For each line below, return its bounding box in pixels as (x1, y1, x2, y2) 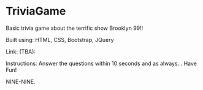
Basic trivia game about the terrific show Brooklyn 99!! (6, 24, 144, 32)
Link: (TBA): (6, 47, 36, 55)
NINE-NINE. (6, 78, 36, 85)
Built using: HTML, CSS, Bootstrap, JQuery (6, 36, 114, 43)
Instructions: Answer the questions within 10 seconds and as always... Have (6, 60, 197, 67)
